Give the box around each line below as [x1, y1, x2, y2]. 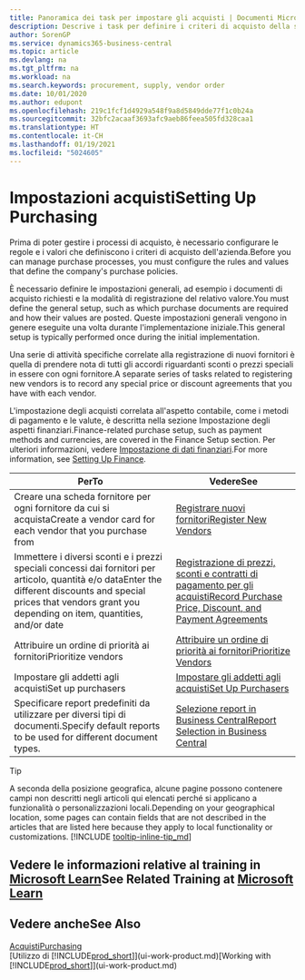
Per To [77, 475, 103, 487]
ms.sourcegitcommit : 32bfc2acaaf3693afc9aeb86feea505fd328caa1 [9, 114, 254, 123]
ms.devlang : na [9, 55, 67, 64]
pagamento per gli [175, 578, 254, 591]
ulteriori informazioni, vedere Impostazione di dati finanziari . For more [9, 444, 268, 455]
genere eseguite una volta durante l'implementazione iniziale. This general [9, 321, 286, 332]
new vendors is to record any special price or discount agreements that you [9, 377, 292, 388]
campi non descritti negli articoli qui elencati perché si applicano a [9, 792, 257, 803]
